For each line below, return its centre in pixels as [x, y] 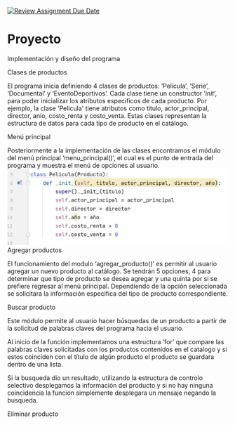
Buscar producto [32, 307]
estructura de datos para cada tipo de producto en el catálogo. [98, 123]
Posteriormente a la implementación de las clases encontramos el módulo [114, 150]
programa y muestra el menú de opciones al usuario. [83, 165]
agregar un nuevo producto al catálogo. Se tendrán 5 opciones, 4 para [109, 271]
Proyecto [34, 39]
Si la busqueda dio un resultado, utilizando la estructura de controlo [105, 378]
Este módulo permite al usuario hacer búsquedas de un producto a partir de [117, 321]
